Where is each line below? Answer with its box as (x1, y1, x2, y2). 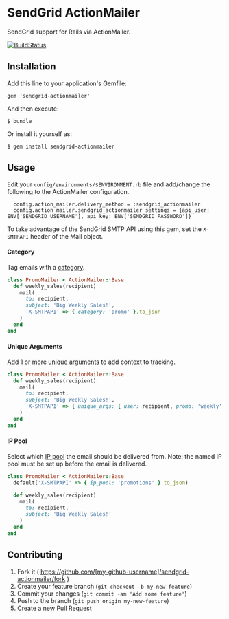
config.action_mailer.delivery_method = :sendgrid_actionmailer (13, 201, 201, 208)
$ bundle (7, 118, 32, 124)
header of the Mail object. (30, 232, 104, 240)
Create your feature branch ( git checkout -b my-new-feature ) (16, 582, 193, 590)
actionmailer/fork (16, 574, 66, 583)
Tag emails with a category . (7, 263, 85, 271)
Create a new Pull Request (16, 604, 93, 612)
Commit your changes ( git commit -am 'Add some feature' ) (16, 589, 187, 598)
